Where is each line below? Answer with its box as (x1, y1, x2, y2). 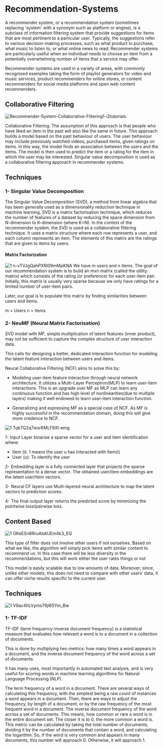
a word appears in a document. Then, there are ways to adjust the (5, 695, 137, 702)
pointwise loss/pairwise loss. (5, 503, 63, 509)
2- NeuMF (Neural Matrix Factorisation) (5, 320, 100, 326)
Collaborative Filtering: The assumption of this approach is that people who (5, 123, 156, 128)
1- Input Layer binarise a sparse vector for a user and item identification (5, 434, 148, 440)
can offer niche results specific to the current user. (5, 575, 107, 581)
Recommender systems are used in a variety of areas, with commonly (5, 65, 145, 71)
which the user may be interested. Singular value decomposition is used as (5, 154, 156, 160)
